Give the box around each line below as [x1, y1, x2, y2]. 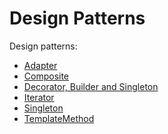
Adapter [23, 59, 58, 71]
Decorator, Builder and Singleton [23, 80, 159, 92]
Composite [23, 70, 70, 82]
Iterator [23, 91, 55, 103]
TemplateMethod [23, 112, 95, 124]
